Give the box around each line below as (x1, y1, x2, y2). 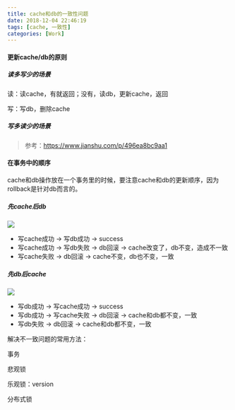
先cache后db (7, 202, 47, 211)
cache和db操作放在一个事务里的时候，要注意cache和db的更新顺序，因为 (7, 175, 219, 184)
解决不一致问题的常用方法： (7, 334, 88, 343)
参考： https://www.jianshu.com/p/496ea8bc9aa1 (24, 141, 168, 149)
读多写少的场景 (7, 70, 51, 78)
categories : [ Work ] (7, 30, 65, 37)
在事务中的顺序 (7, 158, 51, 167)
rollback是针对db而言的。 (7, 184, 82, 193)
